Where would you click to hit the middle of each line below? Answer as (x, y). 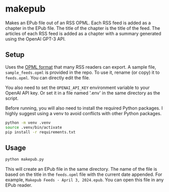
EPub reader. (19, 185)
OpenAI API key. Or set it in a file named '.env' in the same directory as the (83, 93)
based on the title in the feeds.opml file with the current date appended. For (84, 174)
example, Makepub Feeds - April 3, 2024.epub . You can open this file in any (85, 180)
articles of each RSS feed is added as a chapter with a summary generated (83, 33)
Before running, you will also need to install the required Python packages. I (84, 108)
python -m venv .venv (28, 123)
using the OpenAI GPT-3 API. (35, 39)
